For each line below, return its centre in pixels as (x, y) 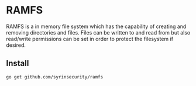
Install (18, 63)
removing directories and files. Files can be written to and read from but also (98, 32)
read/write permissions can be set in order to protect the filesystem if (90, 39)
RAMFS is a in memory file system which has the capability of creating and (96, 26)
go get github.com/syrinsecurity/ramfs (55, 77)
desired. (16, 45)
